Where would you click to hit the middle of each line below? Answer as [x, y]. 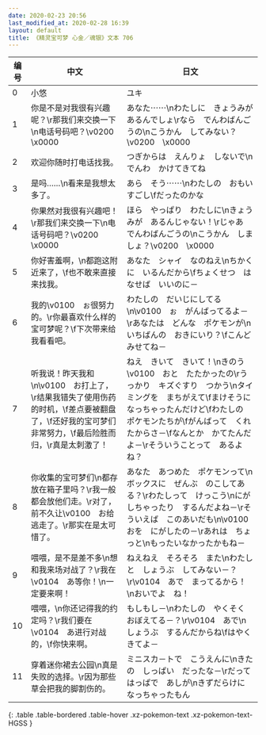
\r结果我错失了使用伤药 [73, 397]
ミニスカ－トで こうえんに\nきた [190, 659]
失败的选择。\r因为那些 [73, 677]
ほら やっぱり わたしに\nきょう [190, 210]
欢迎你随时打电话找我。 [74, 163]
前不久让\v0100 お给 [72, 514]
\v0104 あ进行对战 [68, 633]
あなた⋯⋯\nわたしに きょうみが [190, 108]
